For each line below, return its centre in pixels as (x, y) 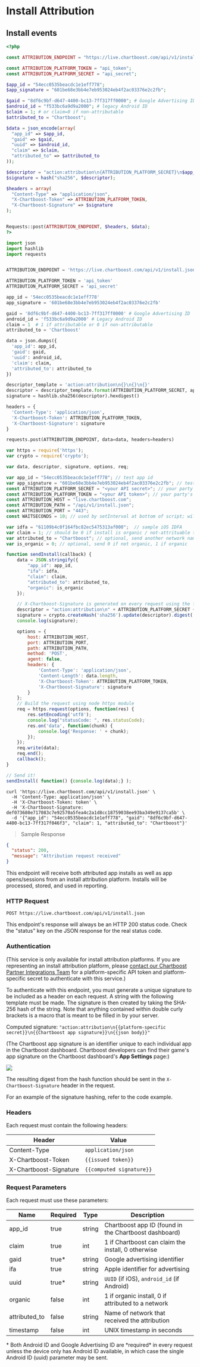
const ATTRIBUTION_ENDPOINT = (44, 57)
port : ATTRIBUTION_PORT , (58, 642)
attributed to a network (136, 1303)
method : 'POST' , (48, 654)
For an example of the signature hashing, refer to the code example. (89, 1097)
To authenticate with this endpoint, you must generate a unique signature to (99, 990)
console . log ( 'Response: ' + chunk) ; (83, 731)
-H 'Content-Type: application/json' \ (61, 797)
